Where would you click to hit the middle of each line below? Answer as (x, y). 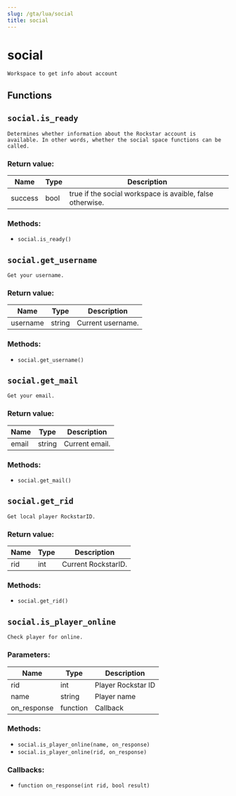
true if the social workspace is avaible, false (141, 193)
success (25, 198)
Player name (115, 696)
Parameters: (29, 655)
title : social (28, 20)
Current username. (108, 323)
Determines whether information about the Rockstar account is (102, 134)
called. (19, 146)
